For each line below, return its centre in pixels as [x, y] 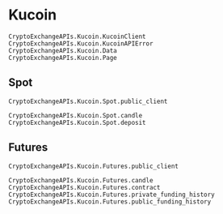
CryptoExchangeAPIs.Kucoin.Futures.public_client [94, 166]
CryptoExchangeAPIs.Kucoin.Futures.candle [81, 180]
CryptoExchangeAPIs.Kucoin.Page [63, 58]
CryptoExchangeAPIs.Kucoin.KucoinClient [78, 36]
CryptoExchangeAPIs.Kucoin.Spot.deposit [78, 122]
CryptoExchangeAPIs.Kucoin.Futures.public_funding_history [110, 201]
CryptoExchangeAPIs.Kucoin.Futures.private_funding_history [112, 195]
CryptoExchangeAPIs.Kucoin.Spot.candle [76, 115]
